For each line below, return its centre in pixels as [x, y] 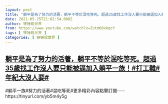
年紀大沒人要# [27, 78]
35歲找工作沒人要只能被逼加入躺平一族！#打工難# [82, 68]
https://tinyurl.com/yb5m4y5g [36, 96]
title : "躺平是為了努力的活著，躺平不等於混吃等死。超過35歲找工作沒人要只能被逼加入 [83, 14]
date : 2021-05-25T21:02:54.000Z [39, 19]
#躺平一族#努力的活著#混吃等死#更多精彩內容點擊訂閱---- [65, 91]
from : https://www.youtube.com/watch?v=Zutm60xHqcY [60, 28]
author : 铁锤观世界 [23, 24]
